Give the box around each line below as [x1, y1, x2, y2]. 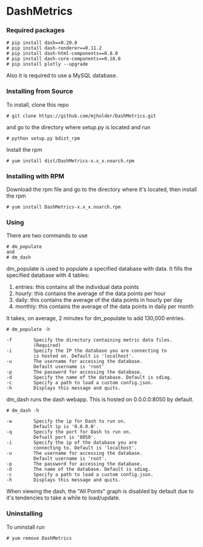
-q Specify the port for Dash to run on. [6, 429, 132, 435]
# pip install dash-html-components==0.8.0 [6, 51, 119, 57]
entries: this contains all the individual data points [15, 284, 139, 291]
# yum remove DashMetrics [6, 535, 72, 541]
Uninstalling [6, 509, 43, 518]
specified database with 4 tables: [6, 271, 90, 279]
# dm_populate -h [6, 326, 50, 333]
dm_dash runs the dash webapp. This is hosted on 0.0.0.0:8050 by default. [6, 396, 194, 403]
